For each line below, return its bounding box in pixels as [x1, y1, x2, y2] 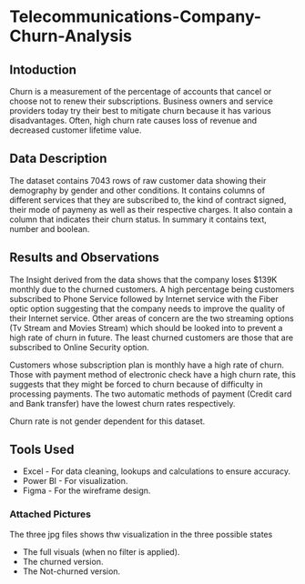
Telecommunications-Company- [9, 6, 262, 27]
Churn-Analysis [9, 25, 133, 46]
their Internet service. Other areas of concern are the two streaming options [9, 312, 294, 324]
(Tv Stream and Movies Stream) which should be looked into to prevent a [9, 322, 283, 333]
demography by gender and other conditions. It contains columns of [9, 185, 266, 196]
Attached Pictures [9, 508, 91, 520]
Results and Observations [9, 250, 159, 266]
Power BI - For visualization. [22, 476, 128, 487]
